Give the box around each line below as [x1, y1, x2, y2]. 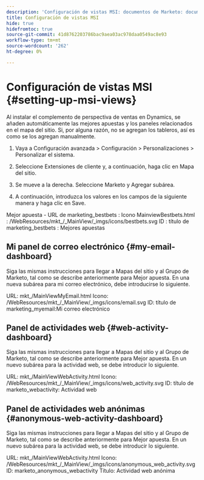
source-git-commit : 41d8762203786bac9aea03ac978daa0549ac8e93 [6, 32, 167, 38]
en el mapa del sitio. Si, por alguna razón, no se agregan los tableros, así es [6, 126, 195, 133]
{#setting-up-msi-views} [6, 93, 137, 107]
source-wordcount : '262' [6, 43, 69, 49]
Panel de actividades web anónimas [6, 403, 145, 414]
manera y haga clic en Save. [15, 199, 86, 206]
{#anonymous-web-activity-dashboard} [6, 413, 164, 423]
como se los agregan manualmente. [6, 132, 96, 140]
